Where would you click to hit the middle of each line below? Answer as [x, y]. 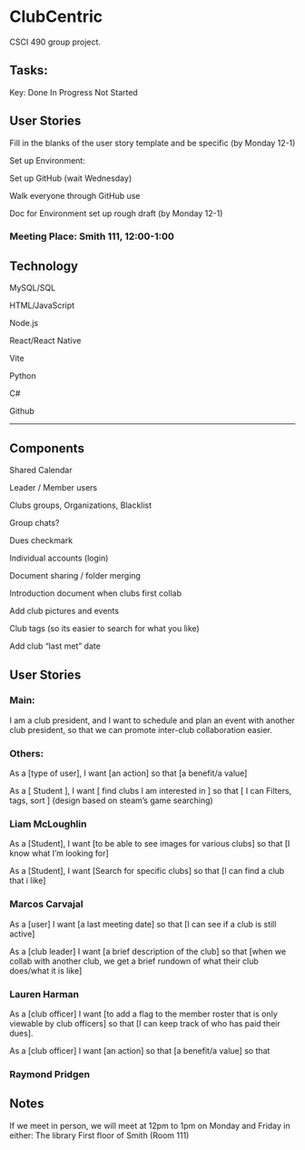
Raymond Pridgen [50, 1074]
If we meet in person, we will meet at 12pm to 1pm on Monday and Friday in [150, 1125]
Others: [26, 753]
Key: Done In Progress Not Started [74, 92]
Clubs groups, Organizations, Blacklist [81, 505]
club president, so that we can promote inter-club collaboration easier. [141, 729]
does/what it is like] [46, 970]
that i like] [28, 881]
